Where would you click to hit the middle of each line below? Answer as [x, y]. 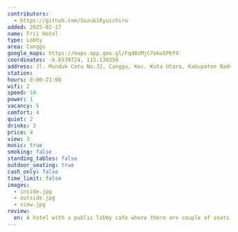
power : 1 [20, 100]
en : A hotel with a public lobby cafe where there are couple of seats [122, 218]
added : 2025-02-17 [34, 27]
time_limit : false [34, 178]
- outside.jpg [34, 198]
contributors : [28, 14]
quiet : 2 [20, 119]
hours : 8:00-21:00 [34, 80]
